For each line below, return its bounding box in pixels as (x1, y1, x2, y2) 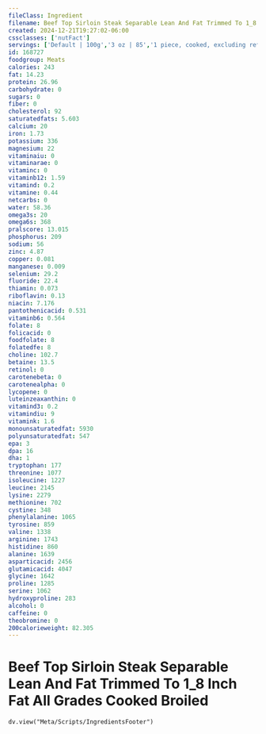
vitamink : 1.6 (8, 417, 55, 425)
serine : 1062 (8, 587, 51, 595)
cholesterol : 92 (8, 108, 62, 116)
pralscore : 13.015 (8, 225, 69, 234)
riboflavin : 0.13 (8, 292, 66, 300)
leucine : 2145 (8, 483, 55, 492)
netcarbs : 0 (8, 196, 47, 204)
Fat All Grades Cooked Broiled (8, 692, 209, 710)
